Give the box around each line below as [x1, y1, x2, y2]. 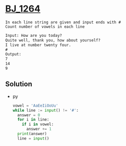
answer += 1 [26, 127, 52, 132]
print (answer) [17, 131, 47, 136]
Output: [5, 52, 22, 57]
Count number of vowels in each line [5, 24, 85, 29]
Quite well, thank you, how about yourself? [5, 37, 101, 43]
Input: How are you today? [5, 33, 62, 38]
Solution [5, 80, 32, 88]
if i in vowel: [22, 122, 54, 127]
